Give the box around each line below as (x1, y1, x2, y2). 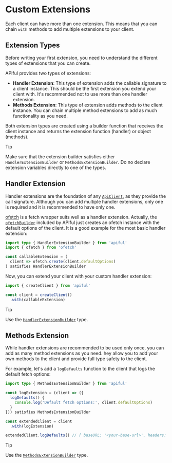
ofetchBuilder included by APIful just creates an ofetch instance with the (5, 219, 160, 226)
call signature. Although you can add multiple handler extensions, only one (5, 198, 163, 205)
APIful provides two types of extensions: (5, 70, 91, 76)
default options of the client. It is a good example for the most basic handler (5, 225, 166, 231)
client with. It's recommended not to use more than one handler (12, 91, 148, 97)
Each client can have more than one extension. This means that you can (5, 21, 158, 27)
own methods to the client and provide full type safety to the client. (5, 356, 147, 362)
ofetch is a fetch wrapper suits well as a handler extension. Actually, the (5, 214, 158, 220)
